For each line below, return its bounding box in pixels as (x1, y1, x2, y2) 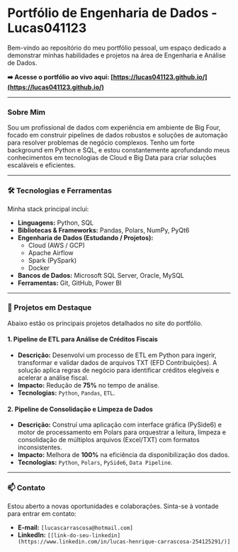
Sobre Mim (7, 107, 46, 117)
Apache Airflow (28, 248, 74, 257)
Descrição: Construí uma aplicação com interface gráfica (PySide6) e (17, 420, 222, 429)
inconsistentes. (17, 443, 62, 451)
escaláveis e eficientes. (7, 161, 76, 169)
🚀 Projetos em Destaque (7, 303, 92, 312)
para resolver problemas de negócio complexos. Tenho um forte (7, 138, 195, 147)
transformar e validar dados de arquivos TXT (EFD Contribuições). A (17, 359, 217, 367)
